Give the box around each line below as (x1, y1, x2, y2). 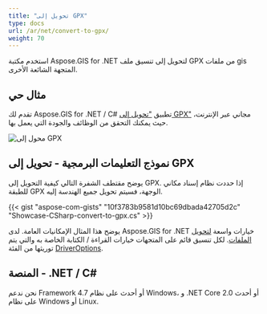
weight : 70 (8, 34, 45, 43)
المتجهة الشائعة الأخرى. (8, 65, 78, 75)
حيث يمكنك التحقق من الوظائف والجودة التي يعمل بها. (8, 118, 168, 128)
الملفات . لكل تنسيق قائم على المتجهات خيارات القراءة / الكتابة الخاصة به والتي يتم (8, 234, 253, 244)
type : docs (8, 19, 45, 27)
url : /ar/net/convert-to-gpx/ (8, 27, 110, 35)
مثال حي (8, 88, 47, 101)
